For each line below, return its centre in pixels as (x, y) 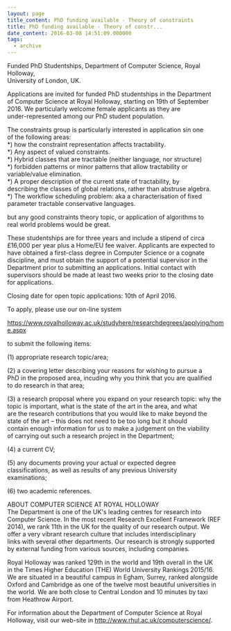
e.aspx (17, 330)
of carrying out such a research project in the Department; (91, 436)
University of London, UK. (44, 80)
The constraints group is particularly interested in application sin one (105, 130)
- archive (27, 46)
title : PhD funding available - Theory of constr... (85, 26)
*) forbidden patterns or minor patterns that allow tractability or (97, 167)
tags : (15, 40)
